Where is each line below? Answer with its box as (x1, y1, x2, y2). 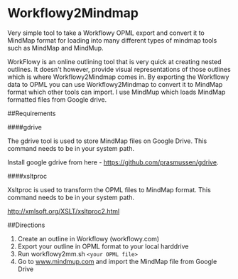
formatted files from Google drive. (7, 95, 107, 104)
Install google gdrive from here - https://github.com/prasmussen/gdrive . (7, 158, 219, 167)
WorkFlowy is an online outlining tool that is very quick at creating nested (7, 57, 222, 65)
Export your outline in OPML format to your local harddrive (17, 242, 189, 251)
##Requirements (7, 109, 56, 117)
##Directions (7, 221, 45, 229)
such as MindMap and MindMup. (7, 43, 104, 52)
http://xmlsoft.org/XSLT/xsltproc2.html (7, 206, 120, 215)
